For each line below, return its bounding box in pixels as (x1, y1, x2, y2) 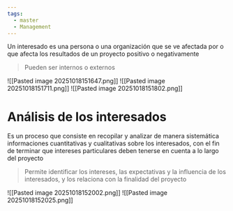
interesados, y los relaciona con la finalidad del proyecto (24, 175, 187, 184)
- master (13, 17, 39, 24)
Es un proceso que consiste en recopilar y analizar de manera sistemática (7, 132, 220, 140)
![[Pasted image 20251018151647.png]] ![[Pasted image (7, 77, 165, 85)
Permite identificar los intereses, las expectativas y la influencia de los (24, 168, 227, 176)
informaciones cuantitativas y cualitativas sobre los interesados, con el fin (7, 139, 220, 147)
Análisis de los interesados (7, 109, 167, 124)
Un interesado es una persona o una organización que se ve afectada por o (7, 43, 225, 51)
